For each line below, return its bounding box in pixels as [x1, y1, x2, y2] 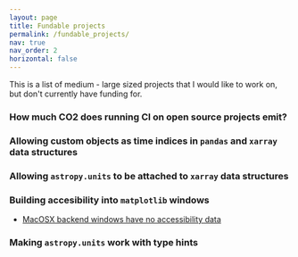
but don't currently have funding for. [9, 88, 143, 99]
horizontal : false [9, 54, 78, 63]
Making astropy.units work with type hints [9, 236, 199, 248]
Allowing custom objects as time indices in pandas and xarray [9, 135, 278, 147]
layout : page [9, 12, 58, 22]
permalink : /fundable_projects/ [9, 29, 129, 38]
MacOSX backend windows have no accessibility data [21, 214, 221, 225]
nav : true [9, 37, 46, 47]
